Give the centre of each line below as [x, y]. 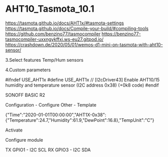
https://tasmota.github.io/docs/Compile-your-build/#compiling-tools [77, 28]
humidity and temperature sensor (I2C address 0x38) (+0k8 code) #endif [82, 85]
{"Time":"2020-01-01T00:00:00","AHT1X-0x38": [56, 115]
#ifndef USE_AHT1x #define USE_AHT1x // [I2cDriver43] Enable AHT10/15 [82, 80]
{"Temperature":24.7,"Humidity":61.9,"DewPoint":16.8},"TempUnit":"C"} [80, 120]
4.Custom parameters [28, 70]
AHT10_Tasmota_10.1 [50, 9]
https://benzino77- [121, 34]
